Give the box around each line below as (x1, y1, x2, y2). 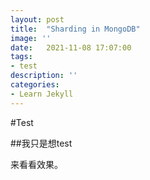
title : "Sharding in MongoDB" (10, 24, 141, 34)
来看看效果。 (10, 158, 63, 170)
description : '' (10, 71, 78, 81)
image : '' (10, 33, 52, 43)
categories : (10, 80, 60, 90)
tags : (10, 52, 33, 62)
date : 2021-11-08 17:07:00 (10, 42, 132, 53)
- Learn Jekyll (10, 89, 74, 99)
